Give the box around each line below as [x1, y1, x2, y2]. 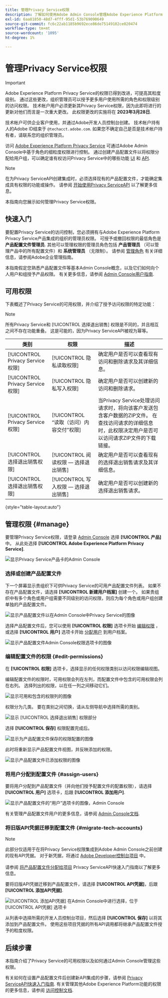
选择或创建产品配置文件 [5, 570, 61, 577]
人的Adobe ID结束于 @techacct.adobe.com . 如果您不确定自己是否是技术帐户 [5, 126, 158, 132]
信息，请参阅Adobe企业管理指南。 [5, 254, 76, 260]
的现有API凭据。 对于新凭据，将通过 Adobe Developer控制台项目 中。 [5, 853, 148, 859]
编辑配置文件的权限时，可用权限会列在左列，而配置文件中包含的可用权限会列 [5, 676, 163, 682]
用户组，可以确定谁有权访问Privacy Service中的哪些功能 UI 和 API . [13, 155, 150, 161]
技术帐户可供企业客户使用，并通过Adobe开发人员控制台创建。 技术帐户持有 [5, 119, 160, 125]
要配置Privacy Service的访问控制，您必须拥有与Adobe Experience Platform [5, 229, 160, 235]
